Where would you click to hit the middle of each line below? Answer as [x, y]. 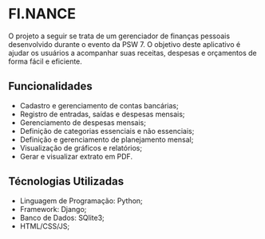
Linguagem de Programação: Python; [81, 201]
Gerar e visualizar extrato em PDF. [76, 156]
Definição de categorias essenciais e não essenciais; [107, 131]
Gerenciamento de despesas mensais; [83, 122]
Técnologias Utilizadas [66, 181]
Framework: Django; [53, 209]
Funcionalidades [51, 86]
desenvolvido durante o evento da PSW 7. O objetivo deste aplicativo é [125, 44]
